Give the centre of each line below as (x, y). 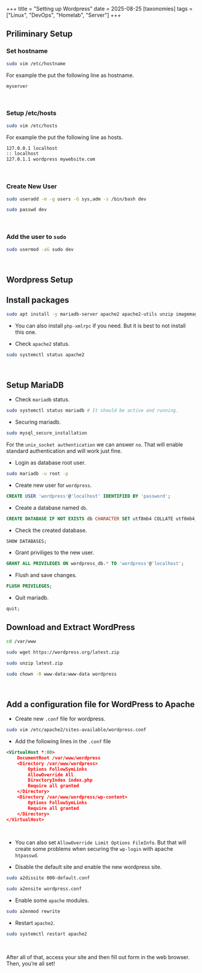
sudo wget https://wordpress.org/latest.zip (63, 652)
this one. (26, 332)
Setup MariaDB (35, 385)
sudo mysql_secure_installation (47, 433)
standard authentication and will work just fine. (64, 451)
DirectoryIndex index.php (60, 780)
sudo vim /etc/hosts (32, 126)
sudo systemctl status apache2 (45, 354)
